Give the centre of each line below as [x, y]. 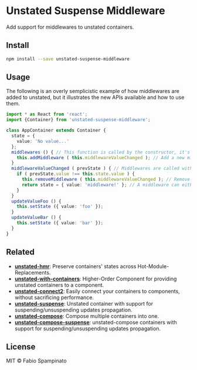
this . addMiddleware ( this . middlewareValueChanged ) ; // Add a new [101, 157]
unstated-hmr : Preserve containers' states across [75, 266]
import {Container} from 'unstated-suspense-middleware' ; [78, 120]
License [21, 347]
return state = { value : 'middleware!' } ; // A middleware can [101, 185]
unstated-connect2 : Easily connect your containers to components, [97, 291]
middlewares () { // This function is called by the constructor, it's [101, 152]
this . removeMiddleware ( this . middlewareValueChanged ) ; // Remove [106, 180]
